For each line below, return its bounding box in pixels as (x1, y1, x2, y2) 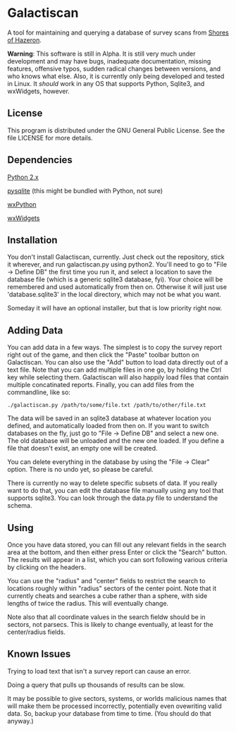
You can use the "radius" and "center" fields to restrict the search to (7, 577, 206, 585)
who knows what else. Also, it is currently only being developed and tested (7, 72, 225, 80)
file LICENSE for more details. (7, 133, 93, 142)
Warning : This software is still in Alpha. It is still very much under (7, 49, 196, 58)
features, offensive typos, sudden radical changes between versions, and (7, 64, 221, 73)
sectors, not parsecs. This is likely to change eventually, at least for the (7, 621, 213, 628)
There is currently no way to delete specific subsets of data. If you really (7, 479, 218, 487)
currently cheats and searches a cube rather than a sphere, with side (7, 592, 208, 600)
